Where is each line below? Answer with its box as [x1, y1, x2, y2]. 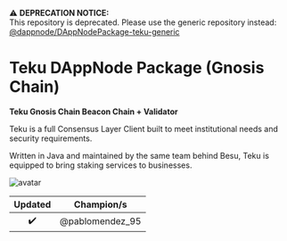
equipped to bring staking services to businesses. [9, 160, 193, 170]
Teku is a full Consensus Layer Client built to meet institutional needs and [9, 123, 279, 134]
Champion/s [74, 198, 127, 211]
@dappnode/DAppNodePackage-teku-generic [9, 27, 180, 37]
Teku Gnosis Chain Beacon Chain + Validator [9, 106, 178, 117]
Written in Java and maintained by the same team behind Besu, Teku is [9, 150, 270, 161]
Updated [13, 198, 52, 211]
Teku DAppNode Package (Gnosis [9, 58, 265, 79]
